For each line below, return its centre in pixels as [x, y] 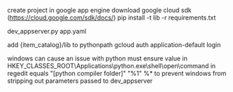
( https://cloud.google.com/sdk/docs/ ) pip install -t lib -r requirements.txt [112, 18]
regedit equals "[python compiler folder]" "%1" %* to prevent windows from [117, 73]
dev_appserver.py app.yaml [47, 31]
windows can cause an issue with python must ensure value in [97, 58]
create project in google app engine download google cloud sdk [99, 10]
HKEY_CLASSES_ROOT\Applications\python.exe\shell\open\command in [112, 66]
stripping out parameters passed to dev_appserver [80, 81]
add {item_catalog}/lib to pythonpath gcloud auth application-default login [114, 45]
